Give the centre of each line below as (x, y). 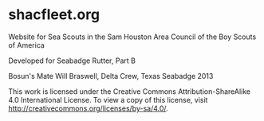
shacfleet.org (54, 15)
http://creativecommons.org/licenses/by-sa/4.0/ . (89, 108)
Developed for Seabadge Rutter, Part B (72, 60)
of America (27, 45)
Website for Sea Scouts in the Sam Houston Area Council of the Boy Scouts (132, 37)
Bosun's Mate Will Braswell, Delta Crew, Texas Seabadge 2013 (111, 76)
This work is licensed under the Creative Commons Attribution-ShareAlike (130, 91)
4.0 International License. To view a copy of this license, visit (108, 100)
